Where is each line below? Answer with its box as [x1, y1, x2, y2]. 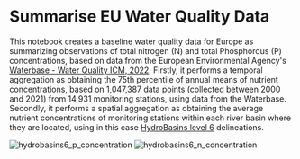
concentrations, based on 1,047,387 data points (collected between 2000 [9, 84, 281, 94]
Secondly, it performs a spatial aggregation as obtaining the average [9, 102, 264, 113]
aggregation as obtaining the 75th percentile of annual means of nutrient [9, 74, 279, 84]
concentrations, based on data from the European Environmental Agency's [9, 55, 286, 66]
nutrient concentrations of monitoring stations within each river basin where [9, 112, 291, 123]
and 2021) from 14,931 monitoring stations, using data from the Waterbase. [9, 93, 286, 104]
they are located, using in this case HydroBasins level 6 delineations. [9, 121, 264, 132]
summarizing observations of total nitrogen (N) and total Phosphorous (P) [9, 45, 282, 56]
